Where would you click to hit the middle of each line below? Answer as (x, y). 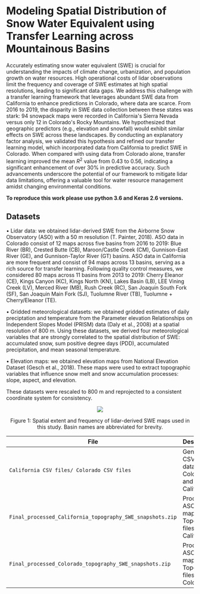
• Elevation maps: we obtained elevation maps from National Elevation (92, 362)
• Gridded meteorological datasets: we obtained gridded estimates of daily (98, 312)
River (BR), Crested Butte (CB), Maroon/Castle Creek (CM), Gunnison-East (97, 250)
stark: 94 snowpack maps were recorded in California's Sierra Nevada (92, 116)
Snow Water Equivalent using (80, 23)
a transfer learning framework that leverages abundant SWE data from (92, 97)
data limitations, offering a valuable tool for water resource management (95, 180)
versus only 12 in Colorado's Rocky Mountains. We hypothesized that (91, 122)
